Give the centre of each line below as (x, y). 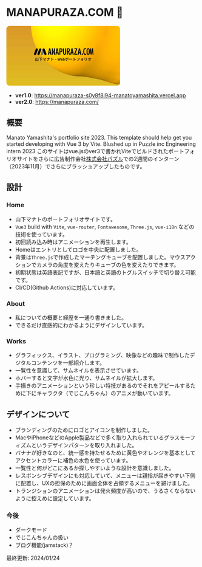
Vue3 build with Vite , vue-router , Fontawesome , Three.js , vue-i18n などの (105, 227)
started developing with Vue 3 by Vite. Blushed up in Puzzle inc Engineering (101, 144)
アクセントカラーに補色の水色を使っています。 (73, 461)
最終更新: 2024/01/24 (33, 558)
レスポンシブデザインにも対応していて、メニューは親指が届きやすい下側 (105, 476)
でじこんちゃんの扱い (42, 538)
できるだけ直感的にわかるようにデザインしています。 (81, 325)
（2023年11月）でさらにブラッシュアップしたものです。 (76, 167)
